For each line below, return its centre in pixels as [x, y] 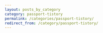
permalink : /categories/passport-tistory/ [49, 18]
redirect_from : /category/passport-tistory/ [51, 23]
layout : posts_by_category [33, 9]
